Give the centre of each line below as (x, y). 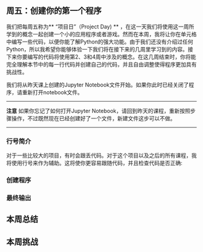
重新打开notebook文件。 (53, 92)
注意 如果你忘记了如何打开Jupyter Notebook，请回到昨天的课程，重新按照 (98, 111)
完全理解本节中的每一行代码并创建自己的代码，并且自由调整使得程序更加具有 (101, 64)
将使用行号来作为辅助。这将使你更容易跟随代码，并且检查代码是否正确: (95, 163)
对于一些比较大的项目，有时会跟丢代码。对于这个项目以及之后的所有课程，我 (101, 155)
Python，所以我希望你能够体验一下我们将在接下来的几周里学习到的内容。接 (100, 49)
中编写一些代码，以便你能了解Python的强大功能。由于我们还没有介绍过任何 (100, 42)
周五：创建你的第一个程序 (54, 11)
